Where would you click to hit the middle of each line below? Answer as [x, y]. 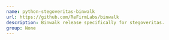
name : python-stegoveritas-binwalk [51, 11]
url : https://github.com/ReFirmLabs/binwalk [63, 17]
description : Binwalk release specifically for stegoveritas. [85, 22]
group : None [21, 28]
